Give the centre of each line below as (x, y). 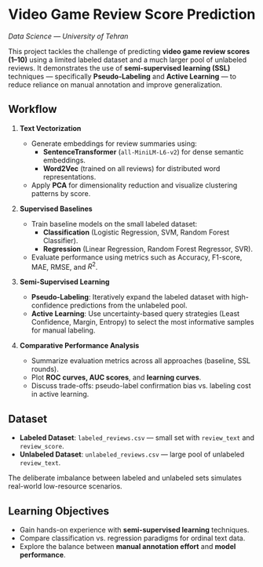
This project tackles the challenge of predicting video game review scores (129, 51)
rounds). (45, 369)
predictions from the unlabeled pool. (128, 305)
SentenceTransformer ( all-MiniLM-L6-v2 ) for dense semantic (143, 151)
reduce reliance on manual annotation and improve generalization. (115, 85)
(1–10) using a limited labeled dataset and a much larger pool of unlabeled (128, 60)
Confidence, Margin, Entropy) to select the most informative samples (142, 322)
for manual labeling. (63, 330)
